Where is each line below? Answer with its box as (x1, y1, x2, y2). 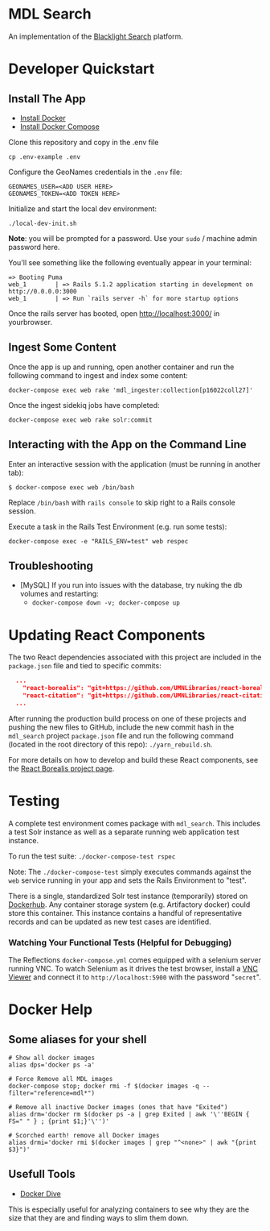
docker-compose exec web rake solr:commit (8, 416, 153, 424)
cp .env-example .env (8, 152, 81, 161)
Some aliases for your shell (8, 1033, 147, 1046)
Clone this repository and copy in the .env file (8, 137, 159, 147)
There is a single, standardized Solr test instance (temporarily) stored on (8, 891, 248, 900)
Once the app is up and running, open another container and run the (8, 362, 235, 372)
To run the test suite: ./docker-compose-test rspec (8, 851, 176, 861)
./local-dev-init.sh (8, 219, 78, 227)
